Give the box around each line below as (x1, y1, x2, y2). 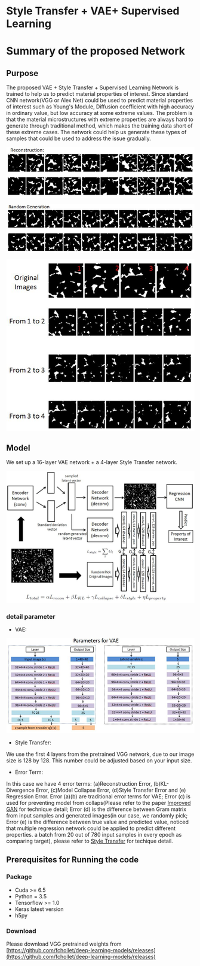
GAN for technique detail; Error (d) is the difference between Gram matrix (6, 805, 187, 813)
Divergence (6, 786, 35, 794)
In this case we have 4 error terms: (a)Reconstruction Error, (6, 780, 152, 788)
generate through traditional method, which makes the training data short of (6, 122, 193, 129)
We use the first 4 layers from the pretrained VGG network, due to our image (6, 750, 195, 758)
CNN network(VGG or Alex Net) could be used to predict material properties (6, 97, 193, 104)
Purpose (6, 68, 39, 78)
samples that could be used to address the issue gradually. (6, 135, 151, 142)
